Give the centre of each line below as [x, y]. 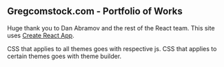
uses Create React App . [41, 35]
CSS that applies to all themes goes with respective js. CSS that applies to [112, 48]
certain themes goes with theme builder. [64, 56]
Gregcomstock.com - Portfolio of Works [95, 11]
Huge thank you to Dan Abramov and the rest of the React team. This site [111, 28]
